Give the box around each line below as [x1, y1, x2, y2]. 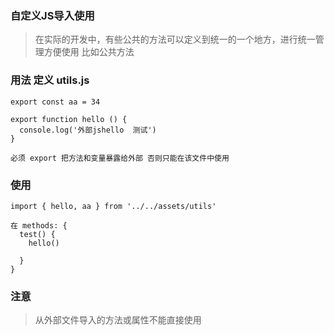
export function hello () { [10, 114, 128, 124]
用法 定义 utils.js [10, 73, 90, 87]
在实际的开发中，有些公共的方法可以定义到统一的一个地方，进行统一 [34, 33, 316, 46]
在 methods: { [10, 220, 68, 231]
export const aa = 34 [10, 97, 101, 107]
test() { [19, 229, 56, 239]
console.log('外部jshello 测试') [19, 125, 157, 135]
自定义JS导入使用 [10, 8, 95, 22]
